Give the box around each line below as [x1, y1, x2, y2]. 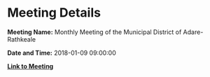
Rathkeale [7, 35, 36, 43]
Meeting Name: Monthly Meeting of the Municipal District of [7, 28, 182, 36]
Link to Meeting [7, 62, 54, 70]
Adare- [183, 28, 204, 36]
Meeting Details [7, 5, 101, 21]
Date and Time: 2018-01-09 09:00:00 [7, 49, 117, 57]
